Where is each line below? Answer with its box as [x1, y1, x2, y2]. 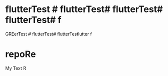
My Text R [5, 65, 26, 71]
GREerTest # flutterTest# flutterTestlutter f [5, 31, 92, 37]
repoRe [5, 49, 36, 60]
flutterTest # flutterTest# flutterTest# [5, 4, 163, 15]
